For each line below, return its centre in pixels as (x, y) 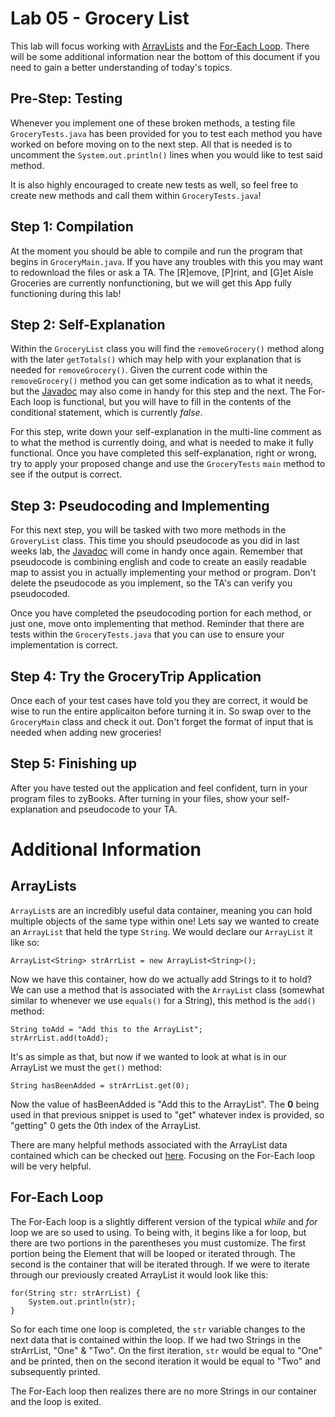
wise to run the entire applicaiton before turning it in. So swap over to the (161, 711)
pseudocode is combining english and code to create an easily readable (158, 562)
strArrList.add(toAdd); (60, 1038)
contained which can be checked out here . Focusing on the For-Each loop (163, 1155)
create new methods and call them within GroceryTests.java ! (136, 195)
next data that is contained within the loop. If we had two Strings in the (156, 1339)
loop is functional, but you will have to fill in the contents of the (162, 402)
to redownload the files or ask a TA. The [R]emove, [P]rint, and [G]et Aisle (162, 272)
